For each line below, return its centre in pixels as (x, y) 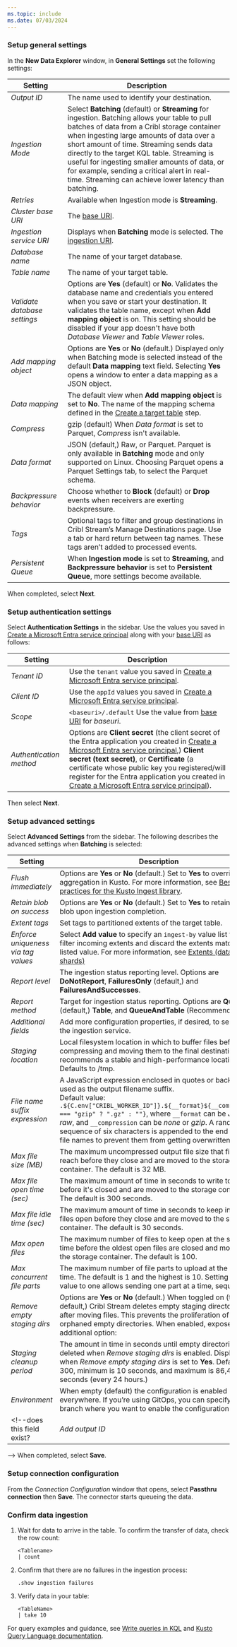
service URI (30, 240)
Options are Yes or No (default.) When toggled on (142, 1297)
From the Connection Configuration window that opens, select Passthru (112, 1489)
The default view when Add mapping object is (145, 395)
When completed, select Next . (52, 594)
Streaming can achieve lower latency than (155, 179)
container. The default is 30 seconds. (121, 1228)
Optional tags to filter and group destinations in (145, 520)
